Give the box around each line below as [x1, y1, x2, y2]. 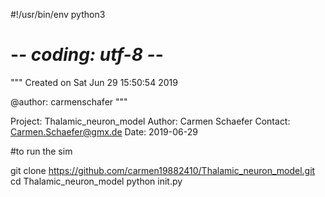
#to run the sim [10, 145, 73, 157]
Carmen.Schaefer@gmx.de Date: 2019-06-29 [10, 125, 198, 138]
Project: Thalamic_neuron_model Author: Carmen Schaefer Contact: [10, 115, 291, 127]
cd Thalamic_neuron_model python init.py [10, 175, 183, 187]
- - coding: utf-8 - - [10, 44, 164, 66]
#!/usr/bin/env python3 [10, 9, 106, 20]
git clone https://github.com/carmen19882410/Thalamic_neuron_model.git [10, 164, 316, 176]
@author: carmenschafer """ [10, 95, 128, 108]
